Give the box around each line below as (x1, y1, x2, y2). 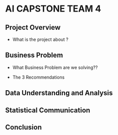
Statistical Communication (5, 106, 90, 114)
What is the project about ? (12, 36, 69, 42)
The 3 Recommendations (12, 74, 65, 80)
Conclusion (5, 123, 42, 131)
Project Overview (5, 23, 61, 32)
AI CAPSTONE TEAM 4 (5, 3, 101, 15)
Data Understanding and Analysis (5, 89, 113, 97)
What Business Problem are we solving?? (12, 64, 98, 71)
